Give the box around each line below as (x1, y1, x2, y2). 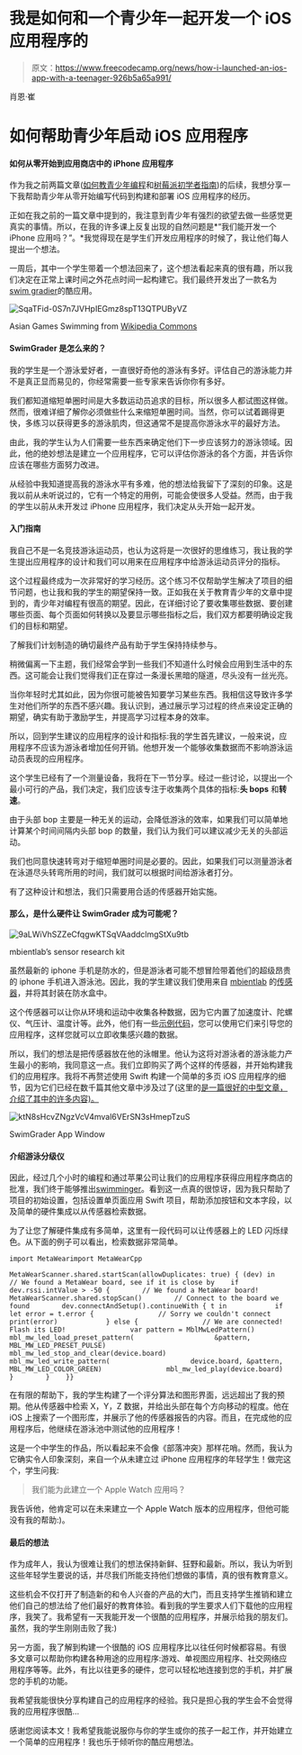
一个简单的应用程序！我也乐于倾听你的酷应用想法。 (9, 1736, 199, 1748)
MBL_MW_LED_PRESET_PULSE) (9, 1341, 106, 1350)
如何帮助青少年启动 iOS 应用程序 (9, 126, 249, 147)
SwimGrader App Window (9, 1128, 105, 1140)
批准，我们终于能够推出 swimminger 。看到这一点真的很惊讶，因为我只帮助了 (9, 1184, 291, 1195)
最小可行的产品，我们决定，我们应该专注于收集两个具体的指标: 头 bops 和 (9, 783, 280, 794)
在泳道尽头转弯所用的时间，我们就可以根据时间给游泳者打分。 (9, 867, 238, 877)
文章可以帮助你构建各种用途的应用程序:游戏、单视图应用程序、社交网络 (16, 1653, 280, 1664)
